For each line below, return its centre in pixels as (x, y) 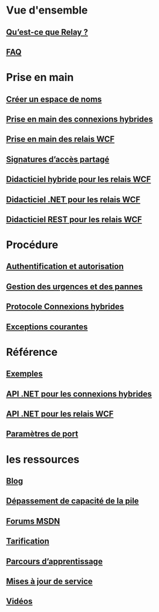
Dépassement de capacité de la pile (72, 501)
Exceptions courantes (47, 327)
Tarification (28, 541)
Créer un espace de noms (54, 99)
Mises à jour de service (49, 581)
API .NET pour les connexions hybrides (79, 394)
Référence (32, 352)
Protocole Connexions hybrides (65, 307)
